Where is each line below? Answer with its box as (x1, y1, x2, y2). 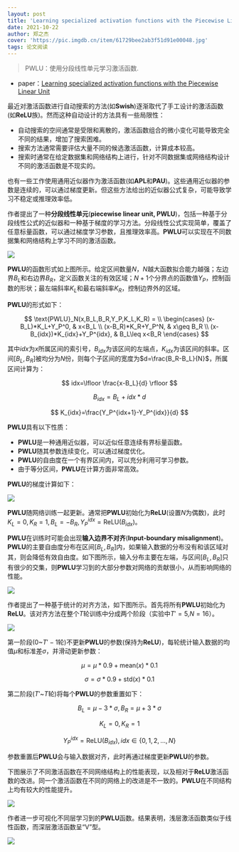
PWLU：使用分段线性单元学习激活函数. (24, 64, 139, 72)
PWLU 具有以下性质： (7, 422, 70, 431)
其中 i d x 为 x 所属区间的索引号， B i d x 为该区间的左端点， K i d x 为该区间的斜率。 (7, 344, 223, 355)
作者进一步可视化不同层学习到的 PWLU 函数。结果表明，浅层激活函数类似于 (7, 814, 225, 823)
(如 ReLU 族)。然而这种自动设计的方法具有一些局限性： (7, 111, 165, 119)
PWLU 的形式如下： (7, 300, 64, 308)
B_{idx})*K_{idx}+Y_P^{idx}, (30, 329, 112, 338)
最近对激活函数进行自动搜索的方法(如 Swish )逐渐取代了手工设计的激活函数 (7, 102, 224, 110)
